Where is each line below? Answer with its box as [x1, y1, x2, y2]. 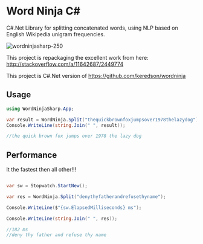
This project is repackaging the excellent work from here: [6, 54, 149, 61]
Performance [6, 150, 57, 160]
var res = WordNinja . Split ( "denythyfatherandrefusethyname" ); [6, 193, 166, 200]
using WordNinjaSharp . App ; [6, 106, 74, 112]
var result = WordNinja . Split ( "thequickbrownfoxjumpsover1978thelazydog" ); [6, 117, 201, 123]
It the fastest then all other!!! [6, 166, 77, 173]
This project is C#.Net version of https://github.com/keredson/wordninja [6, 72, 186, 79]
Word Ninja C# [6, 4, 80, 18]
